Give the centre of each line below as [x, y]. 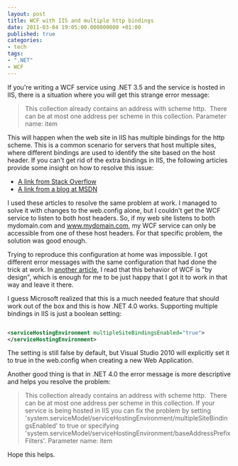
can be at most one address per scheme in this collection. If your [120, 403]
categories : [25, 41]
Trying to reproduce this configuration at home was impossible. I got [108, 254]
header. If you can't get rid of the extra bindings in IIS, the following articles [118, 160]
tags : [15, 54]
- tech [17, 47]
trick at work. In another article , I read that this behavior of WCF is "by [110, 269]
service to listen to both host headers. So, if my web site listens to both [111, 218]
